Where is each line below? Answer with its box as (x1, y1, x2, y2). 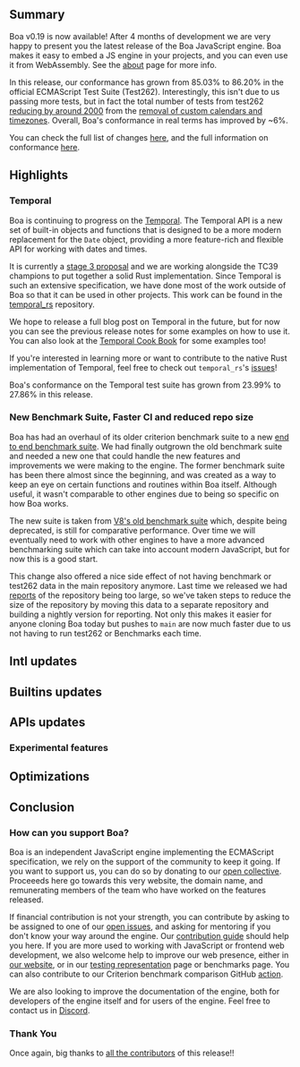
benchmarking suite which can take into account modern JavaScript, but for (9, 543, 290, 554)
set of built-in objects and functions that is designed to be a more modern (9, 224, 282, 235)
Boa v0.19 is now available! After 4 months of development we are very (9, 30, 271, 41)
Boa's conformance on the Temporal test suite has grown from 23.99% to (9, 380, 281, 390)
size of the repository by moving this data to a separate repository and (9, 599, 270, 610)
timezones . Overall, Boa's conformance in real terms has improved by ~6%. (9, 115, 288, 125)
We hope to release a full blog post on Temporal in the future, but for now (9, 316, 280, 327)
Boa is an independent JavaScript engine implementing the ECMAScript (9, 846, 275, 858)
